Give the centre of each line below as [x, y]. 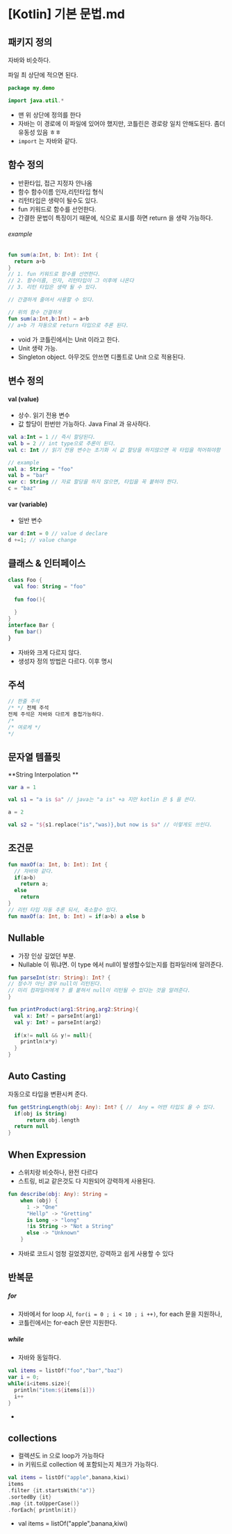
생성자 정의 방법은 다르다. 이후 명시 [65, 661]
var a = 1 [22, 787]
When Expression [47, 1155]
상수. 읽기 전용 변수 [44, 415]
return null [32, 1127]
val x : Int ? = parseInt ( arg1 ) [58, 1016]
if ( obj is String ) [41, 1113]
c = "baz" [22, 489]
